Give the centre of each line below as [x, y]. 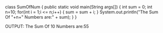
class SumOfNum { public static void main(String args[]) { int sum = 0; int [79, 7]
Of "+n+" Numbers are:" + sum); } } [41, 17]
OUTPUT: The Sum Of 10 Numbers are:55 [47, 26]
